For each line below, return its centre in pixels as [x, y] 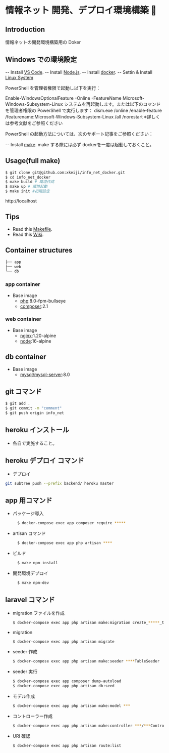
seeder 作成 [25, 652]
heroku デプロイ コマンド [45, 461]
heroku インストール [37, 430]
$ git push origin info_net [35, 413]
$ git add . [18, 404]
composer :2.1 [34, 306]
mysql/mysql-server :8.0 [45, 374]
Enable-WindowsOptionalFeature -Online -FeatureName [64, 98]
